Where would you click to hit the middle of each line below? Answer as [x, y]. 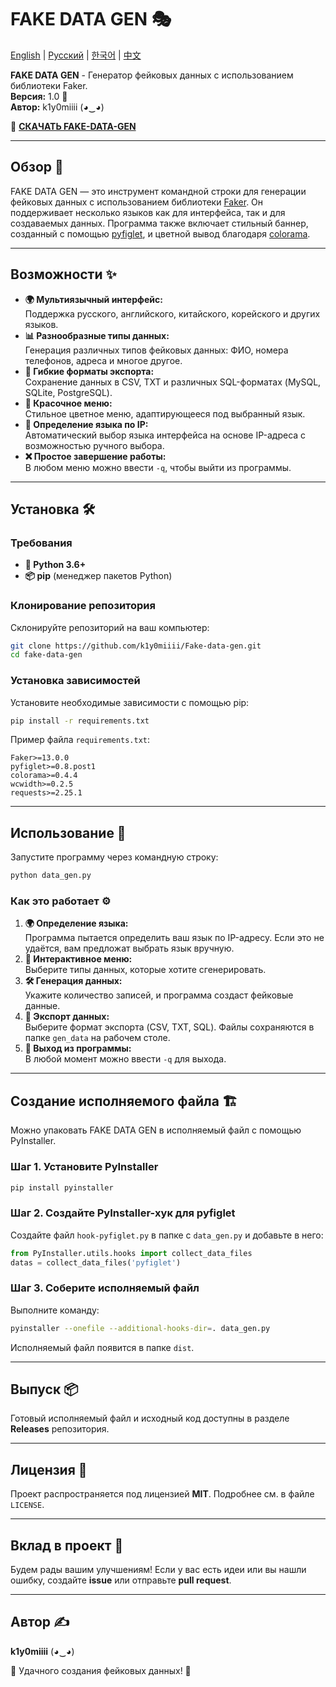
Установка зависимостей [75, 681]
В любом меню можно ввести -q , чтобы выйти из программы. [158, 467]
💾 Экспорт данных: [67, 1017]
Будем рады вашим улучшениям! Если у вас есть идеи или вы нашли [158, 1570]
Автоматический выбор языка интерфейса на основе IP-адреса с [165, 435]
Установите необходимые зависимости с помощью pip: [130, 702]
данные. [42, 1006]
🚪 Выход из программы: [78, 1048]
